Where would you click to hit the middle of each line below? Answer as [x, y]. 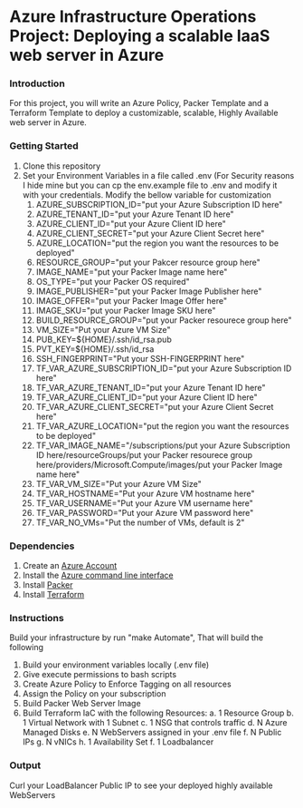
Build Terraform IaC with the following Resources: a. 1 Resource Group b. [158, 713]
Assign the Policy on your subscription [94, 694]
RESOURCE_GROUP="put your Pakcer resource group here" [148, 262]
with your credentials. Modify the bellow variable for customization [147, 195]
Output [25, 765]
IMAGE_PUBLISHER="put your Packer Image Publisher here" [149, 291]
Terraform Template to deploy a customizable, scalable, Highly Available [144, 113]
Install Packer [48, 585]
